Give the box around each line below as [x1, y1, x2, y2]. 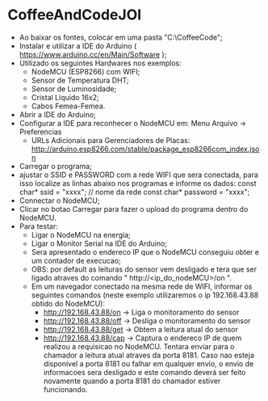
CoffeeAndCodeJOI [7, 6, 142, 24]
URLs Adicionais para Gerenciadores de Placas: [31, 135, 191, 145]
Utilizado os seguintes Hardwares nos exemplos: [19, 58, 182, 68]
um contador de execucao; [31, 255, 122, 265]
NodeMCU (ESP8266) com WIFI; [31, 66, 140, 76]
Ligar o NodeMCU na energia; [31, 230, 131, 239]
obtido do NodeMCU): [31, 298, 106, 308]
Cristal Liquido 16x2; [31, 92, 100, 102]
